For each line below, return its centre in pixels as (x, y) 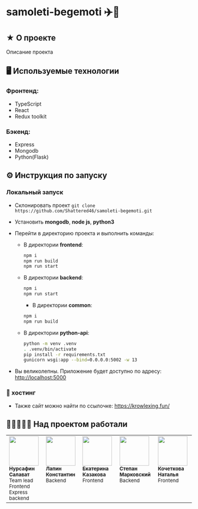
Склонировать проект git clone (55, 205)
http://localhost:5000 (40, 377)
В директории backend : (53, 278)
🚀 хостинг (21, 393)
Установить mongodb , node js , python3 (65, 222)
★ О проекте (31, 37)
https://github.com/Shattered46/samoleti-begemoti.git (83, 211)
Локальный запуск (35, 192)
